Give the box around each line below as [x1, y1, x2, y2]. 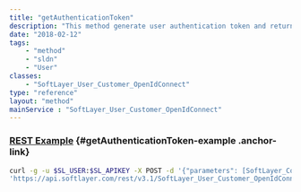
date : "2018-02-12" [9, 30, 82, 39]
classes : [9, 72, 42, 81]
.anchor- [237, 135, 278, 147]
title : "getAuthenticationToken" [9, 13, 134, 22]
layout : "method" [9, 96, 74, 106]
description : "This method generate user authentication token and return [9, 22, 295, 31]
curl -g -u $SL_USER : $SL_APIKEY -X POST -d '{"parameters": [9, 166, 239, 175]
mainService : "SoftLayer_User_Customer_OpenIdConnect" [9, 105, 222, 114]
